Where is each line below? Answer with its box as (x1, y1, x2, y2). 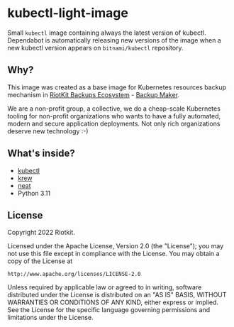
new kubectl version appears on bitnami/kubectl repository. (7, 43, 184, 52)
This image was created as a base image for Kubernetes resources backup (7, 83, 227, 92)
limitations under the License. (7, 314, 94, 322)
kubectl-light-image (7, 5, 129, 21)
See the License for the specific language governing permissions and (7, 306, 211, 314)
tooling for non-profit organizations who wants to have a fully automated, (7, 111, 221, 120)
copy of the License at (7, 257, 73, 265)
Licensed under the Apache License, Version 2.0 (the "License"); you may (7, 242, 224, 250)
